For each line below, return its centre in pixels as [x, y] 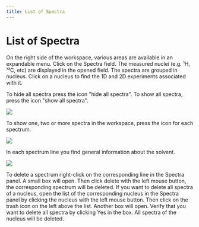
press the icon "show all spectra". [47, 100]
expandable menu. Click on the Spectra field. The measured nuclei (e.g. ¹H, [98, 63]
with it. [14, 82]
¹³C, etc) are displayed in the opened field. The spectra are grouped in [92, 70]
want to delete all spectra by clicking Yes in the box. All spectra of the [91, 212]
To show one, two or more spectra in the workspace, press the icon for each [100, 123]
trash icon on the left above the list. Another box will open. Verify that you [96, 206]
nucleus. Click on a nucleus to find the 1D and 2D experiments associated [96, 76]
